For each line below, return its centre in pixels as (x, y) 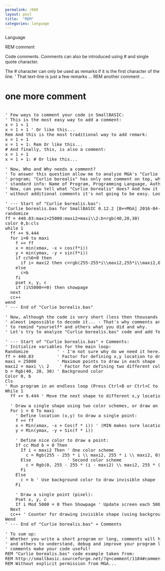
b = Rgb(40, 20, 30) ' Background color (55, 371)
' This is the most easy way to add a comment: (63, 120)
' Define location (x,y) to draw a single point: (76, 416)
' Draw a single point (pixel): (54, 495)
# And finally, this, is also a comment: (56, 149)
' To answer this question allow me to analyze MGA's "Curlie (82, 174)
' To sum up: (21, 534)
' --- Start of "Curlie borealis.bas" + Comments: (67, 342)
